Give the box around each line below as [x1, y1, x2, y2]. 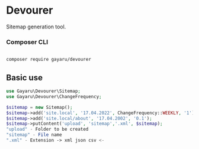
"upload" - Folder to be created [6, 127, 89, 132]
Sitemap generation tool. [6, 23, 66, 30]
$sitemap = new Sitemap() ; [6, 104, 73, 110]
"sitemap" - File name [6, 132, 62, 138]
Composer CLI [6, 38, 49, 46]
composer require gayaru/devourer [6, 57, 92, 63]
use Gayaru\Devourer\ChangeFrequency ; [6, 93, 102, 99]
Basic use [6, 72, 43, 83]
